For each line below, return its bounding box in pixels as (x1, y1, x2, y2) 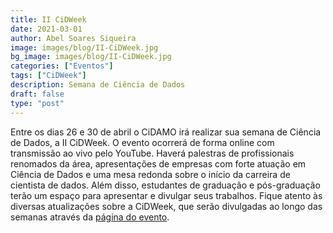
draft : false (10, 89, 65, 99)
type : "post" (10, 98, 65, 108)
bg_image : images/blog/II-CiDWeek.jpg (10, 52, 172, 62)
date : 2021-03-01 (10, 24, 83, 34)
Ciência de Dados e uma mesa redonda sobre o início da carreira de (10, 168, 291, 180)
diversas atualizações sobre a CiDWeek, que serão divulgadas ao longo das (10, 200, 323, 212)
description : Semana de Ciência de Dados (10, 80, 186, 90)
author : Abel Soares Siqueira (10, 33, 137, 43)
